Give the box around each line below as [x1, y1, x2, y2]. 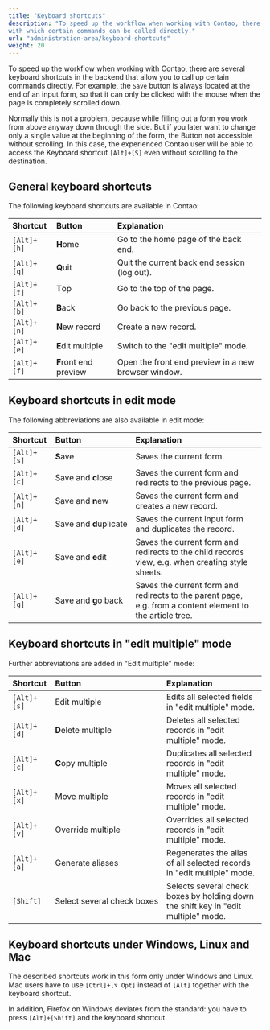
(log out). [117, 266, 153, 278]
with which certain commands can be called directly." [8, 27, 196, 35]
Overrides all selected [166, 814, 249, 825]
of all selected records [166, 857, 251, 868]
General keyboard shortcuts [8, 179, 153, 193]
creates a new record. [135, 500, 219, 511]
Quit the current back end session [117, 257, 245, 268]
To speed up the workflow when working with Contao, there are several [8, 64, 245, 73]
